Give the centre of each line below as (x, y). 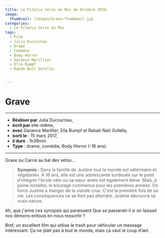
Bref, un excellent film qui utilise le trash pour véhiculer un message (74, 225)
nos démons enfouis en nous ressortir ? (45, 215)
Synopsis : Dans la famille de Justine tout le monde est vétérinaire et (87, 169)
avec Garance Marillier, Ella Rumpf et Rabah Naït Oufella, (70, 130)
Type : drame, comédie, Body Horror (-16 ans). (60, 146)
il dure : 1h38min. (30, 141)
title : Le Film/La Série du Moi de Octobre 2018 (56, 10)
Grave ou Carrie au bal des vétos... (40, 160)
